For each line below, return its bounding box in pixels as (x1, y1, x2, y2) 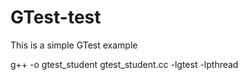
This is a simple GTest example (10, 39, 138, 51)
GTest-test (10, 6, 102, 29)
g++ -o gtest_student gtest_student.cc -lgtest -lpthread (10, 58, 239, 70)
